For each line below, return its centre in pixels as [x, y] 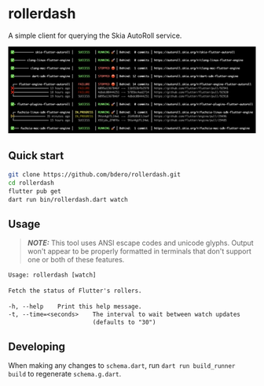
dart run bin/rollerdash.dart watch [68, 199]
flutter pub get [35, 191]
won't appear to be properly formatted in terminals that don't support [139, 251]
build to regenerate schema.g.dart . [65, 374]
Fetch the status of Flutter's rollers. [75, 291]
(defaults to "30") [124, 323]
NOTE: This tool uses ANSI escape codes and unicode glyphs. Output [140, 243]
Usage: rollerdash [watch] [52, 275]
